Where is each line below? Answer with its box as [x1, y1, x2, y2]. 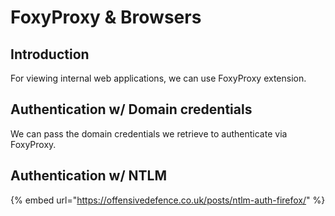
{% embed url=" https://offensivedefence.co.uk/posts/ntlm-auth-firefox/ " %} [10, 194, 326, 206]
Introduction [10, 46, 90, 63]
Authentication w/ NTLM [10, 167, 168, 185]
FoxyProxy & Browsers [10, 6, 202, 29]
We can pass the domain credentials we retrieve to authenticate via [10, 127, 288, 140]
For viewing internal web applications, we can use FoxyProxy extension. [10, 72, 307, 84]
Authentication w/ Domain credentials [10, 101, 253, 118]
